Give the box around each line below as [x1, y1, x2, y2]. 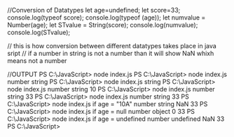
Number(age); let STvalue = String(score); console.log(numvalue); [7, 21, 198, 29]
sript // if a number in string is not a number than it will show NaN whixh [7, 49, 214, 57]
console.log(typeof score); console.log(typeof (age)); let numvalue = [7, 13, 206, 22]
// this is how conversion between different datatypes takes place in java [7, 42, 217, 50]
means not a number [7, 57, 67, 65]
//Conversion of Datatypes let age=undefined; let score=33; [7, 6, 181, 14]
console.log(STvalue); [7, 28, 71, 36]
